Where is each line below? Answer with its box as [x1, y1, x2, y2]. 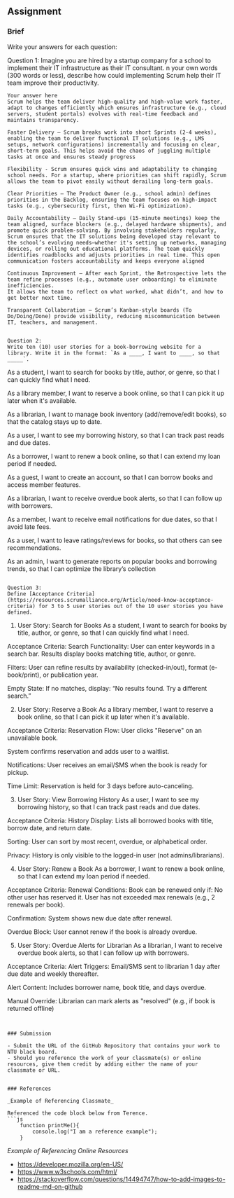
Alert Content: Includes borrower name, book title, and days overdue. [7, 983, 207, 991]
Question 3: [7, 584, 42, 591]
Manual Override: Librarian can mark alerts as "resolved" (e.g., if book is [7, 996, 216, 1005]
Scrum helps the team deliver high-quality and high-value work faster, [7, 98, 224, 105]
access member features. [7, 480, 81, 489]
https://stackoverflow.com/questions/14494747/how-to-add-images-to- [17, 1175, 226, 1183]
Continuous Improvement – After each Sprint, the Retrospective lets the [7, 270, 227, 277]
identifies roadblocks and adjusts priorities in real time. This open [7, 252, 220, 259]
